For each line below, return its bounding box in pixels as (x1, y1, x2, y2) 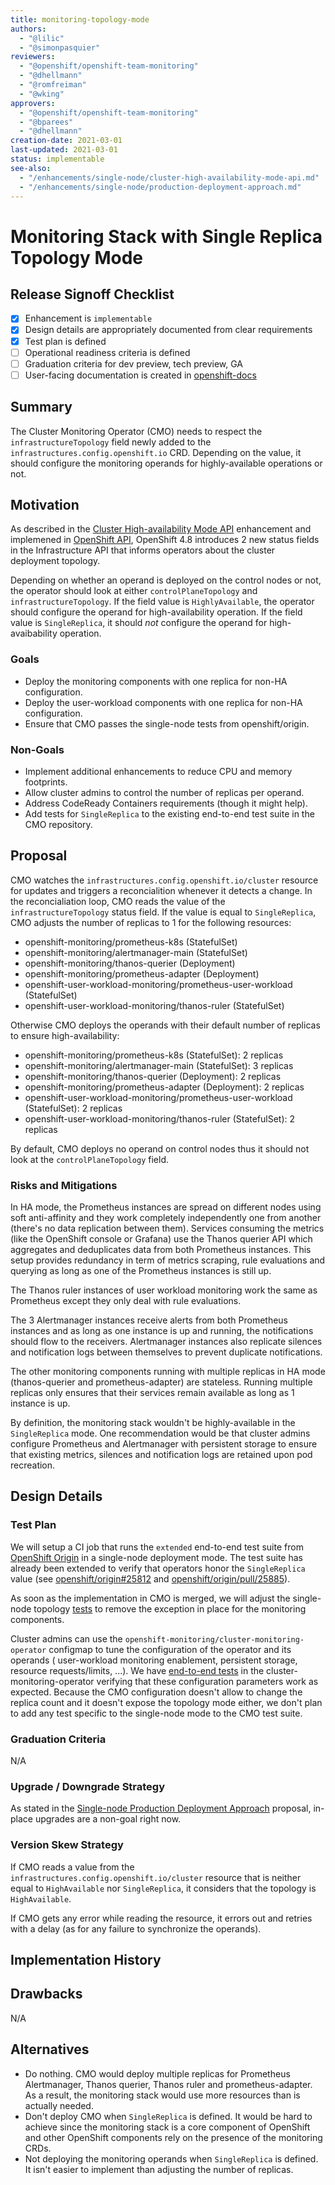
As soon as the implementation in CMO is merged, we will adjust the (10, 1592, 291, 1604)
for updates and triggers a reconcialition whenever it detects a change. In (10, 884, 313, 896)
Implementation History (10, 1952, 162, 1969)
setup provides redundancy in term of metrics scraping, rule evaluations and (10, 1254, 326, 1266)
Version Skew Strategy (10, 1838, 124, 1852)
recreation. (10, 1459, 56, 1471)
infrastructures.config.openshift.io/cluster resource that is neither (10, 1871, 302, 1883)
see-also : (10, 163, 52, 173)
